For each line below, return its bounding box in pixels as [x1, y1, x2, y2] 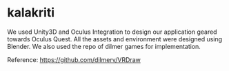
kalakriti [7, 5, 55, 21]
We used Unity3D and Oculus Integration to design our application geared [7, 28, 217, 36]
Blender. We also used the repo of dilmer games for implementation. [7, 42, 201, 50]
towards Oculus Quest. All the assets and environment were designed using [7, 34, 223, 43]
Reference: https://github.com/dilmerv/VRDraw [7, 55, 141, 63]
